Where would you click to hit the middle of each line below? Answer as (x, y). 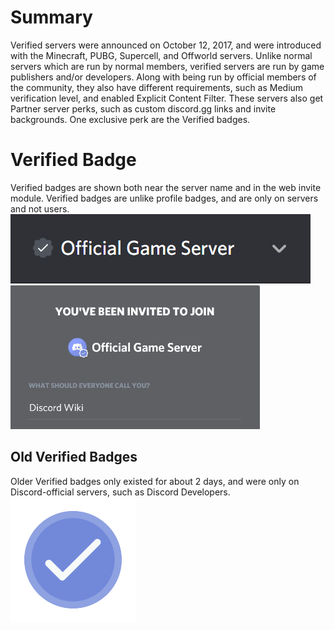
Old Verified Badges (74, 457)
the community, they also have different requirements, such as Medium (157, 87)
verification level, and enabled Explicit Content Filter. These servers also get (167, 98)
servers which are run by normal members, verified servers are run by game (167, 66)
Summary (51, 17)
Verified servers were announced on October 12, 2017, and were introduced (166, 45)
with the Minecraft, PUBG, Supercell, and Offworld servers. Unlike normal (161, 55)
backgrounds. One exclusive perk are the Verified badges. (130, 119)
